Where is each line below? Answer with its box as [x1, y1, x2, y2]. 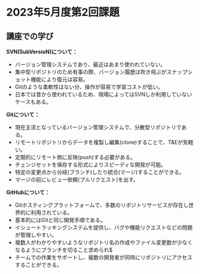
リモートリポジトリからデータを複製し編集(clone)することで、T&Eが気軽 [14, 139, 194, 145]
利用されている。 [30, 209, 73, 216]
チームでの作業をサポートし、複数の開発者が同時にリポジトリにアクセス [14, 254, 193, 261]
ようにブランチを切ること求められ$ [25, 246, 113, 253]
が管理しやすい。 [14, 232, 57, 238]
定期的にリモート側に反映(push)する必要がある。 [14, 154, 136, 160]
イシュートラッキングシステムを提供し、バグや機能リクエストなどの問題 [14, 224, 193, 231]
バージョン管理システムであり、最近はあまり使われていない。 [14, 61, 166, 68]
